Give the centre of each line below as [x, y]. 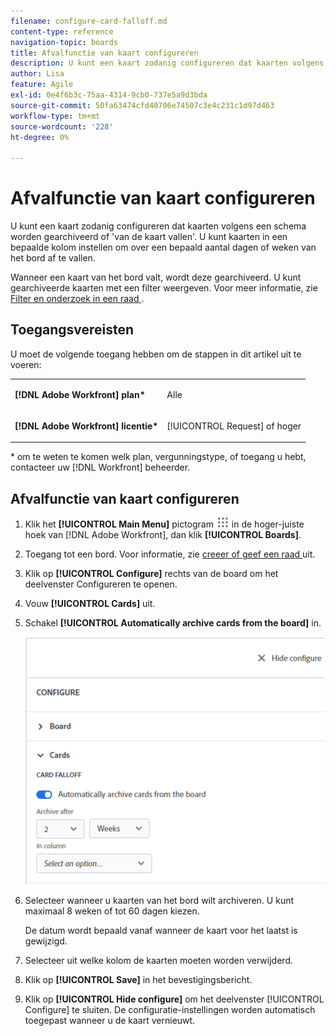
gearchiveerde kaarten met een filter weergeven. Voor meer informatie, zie [164, 288]
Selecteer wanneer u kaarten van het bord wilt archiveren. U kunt [159, 901]
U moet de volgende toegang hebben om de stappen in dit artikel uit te [156, 354]
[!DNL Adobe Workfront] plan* [80, 394]
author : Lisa [37, 74]
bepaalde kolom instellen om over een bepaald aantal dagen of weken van [163, 247]
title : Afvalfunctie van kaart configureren [104, 53]
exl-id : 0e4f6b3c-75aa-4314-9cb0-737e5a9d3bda [109, 95]
